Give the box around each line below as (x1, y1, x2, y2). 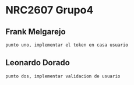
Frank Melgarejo (5, 27, 66, 37)
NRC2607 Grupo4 (5, 3, 94, 17)
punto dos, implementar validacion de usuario (5, 73, 121, 79)
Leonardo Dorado (5, 58, 70, 68)
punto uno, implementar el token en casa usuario (5, 42, 129, 48)
